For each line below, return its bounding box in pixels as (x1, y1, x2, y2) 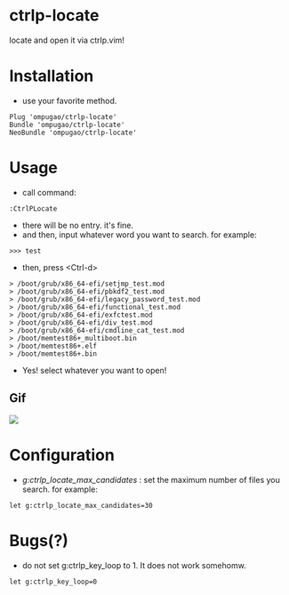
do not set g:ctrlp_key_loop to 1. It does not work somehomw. (21, 559, 246, 570)
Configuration (9, 445, 116, 465)
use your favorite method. (21, 95, 117, 106)
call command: (21, 187, 77, 197)
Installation (9, 66, 94, 86)
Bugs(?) (9, 530, 69, 551)
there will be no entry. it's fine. (21, 220, 134, 230)
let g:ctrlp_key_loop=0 (9, 577, 98, 586)
